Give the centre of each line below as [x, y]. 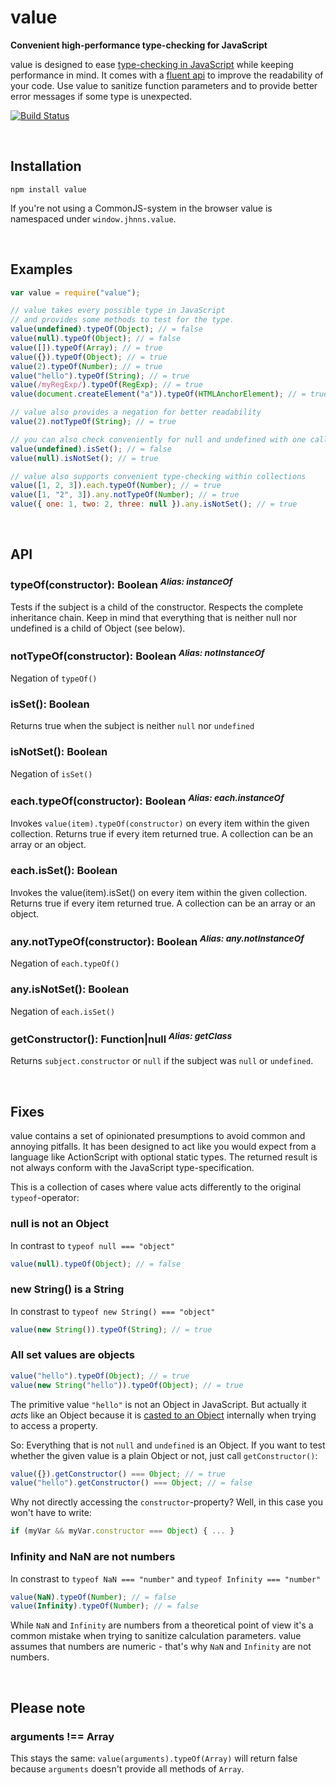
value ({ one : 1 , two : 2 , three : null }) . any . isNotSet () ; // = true [154, 504]
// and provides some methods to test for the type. [122, 320]
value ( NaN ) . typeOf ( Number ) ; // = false [93, 1597]
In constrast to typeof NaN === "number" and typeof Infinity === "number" [166, 1578]
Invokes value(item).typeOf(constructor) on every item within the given [160, 823]
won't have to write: [51, 1513]
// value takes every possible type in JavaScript [118, 311]
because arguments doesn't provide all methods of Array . [127, 1768]
